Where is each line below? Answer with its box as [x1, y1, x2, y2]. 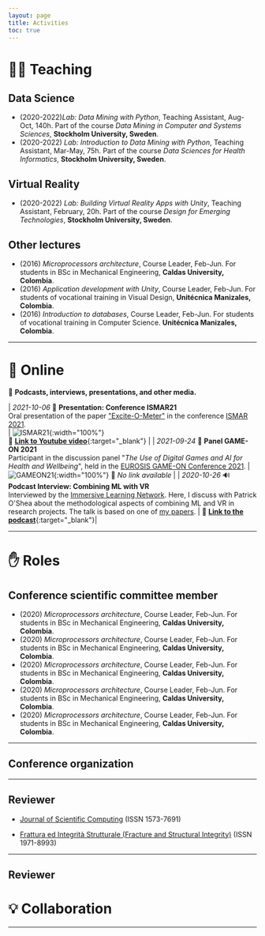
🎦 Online [8, 361, 65, 379]
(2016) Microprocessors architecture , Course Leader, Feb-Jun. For [19, 259, 237, 269]
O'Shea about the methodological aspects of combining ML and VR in [8, 498, 235, 508]
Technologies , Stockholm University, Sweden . [19, 215, 173, 225]
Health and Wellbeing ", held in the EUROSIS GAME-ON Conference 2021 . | [8, 461, 251, 471]
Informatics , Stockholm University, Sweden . [19, 155, 166, 164]
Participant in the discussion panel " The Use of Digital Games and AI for [8, 453, 243, 462]
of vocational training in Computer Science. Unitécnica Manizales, [19, 318, 237, 327]
